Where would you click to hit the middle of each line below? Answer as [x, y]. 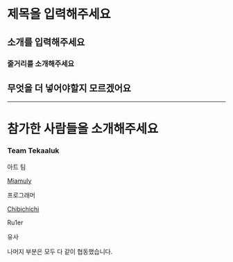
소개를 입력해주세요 [46, 42]
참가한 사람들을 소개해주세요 [83, 129]
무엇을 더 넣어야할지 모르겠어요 [69, 88]
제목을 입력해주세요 [59, 14]
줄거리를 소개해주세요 [41, 63]
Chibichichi [23, 208]
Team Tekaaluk [33, 151]
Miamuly [19, 181]
